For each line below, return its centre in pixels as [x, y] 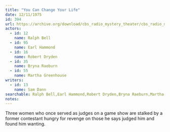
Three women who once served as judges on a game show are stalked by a [84, 113]
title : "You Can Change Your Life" [43, 10]
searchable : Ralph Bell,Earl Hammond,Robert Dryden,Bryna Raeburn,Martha [85, 94]
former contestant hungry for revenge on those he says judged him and [80, 118]
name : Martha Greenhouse [40, 76]
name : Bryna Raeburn [36, 66]
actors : [13, 29]
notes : [12, 99]
